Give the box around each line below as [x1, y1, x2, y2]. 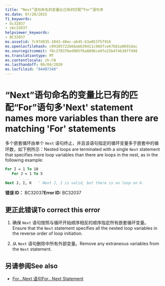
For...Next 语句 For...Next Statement [12, 276, 84, 282]
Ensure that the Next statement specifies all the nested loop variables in [12, 225, 158, 231]
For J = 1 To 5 [11, 171, 43, 176]
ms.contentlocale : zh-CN [5, 58, 56, 63]
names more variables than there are [5, 113, 159, 124]
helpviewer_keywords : [5, 30, 50, 35]
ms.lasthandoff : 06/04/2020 [5, 62, 63, 67]
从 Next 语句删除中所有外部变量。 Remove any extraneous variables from [12, 241, 159, 247]
